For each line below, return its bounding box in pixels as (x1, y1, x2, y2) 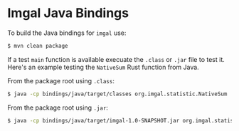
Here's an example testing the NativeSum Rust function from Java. (7, 63, 199, 71)
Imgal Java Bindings (7, 5, 129, 21)
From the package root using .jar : (7, 103, 109, 112)
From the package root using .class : (7, 76, 115, 85)
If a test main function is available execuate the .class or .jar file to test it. (7, 55, 225, 63)
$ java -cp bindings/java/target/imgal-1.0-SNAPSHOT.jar (7, 117, 180, 124)
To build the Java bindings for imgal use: (7, 28, 127, 37)
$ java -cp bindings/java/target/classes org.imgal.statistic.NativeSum (7, 90, 228, 98)
